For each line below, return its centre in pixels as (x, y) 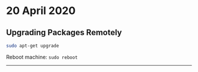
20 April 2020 (41, 11)
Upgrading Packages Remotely (64, 32)
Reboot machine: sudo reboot (42, 57)
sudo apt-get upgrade (33, 46)
